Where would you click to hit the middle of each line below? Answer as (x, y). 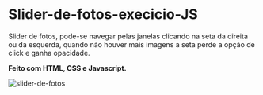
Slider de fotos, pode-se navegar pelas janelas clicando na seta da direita (128, 36)
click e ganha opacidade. (49, 53)
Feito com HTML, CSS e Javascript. (67, 68)
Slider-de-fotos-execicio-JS (103, 15)
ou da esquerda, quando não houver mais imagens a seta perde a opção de (132, 44)
